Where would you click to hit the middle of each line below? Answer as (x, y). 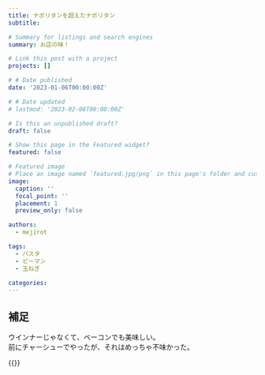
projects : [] (30, 66)
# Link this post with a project (63, 59)
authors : (22, 225)
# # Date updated (37, 102)
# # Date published (40, 81)
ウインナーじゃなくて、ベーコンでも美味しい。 (84, 337)
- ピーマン (31, 261)
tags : (17, 246)
